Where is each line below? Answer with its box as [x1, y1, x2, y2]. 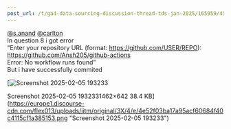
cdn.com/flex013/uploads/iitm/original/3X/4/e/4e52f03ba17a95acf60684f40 [7, 106, 223, 115]
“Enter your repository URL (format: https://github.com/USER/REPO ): [7, 43, 201, 51]
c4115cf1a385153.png [7, 114, 68, 122]
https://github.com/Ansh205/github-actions [7, 51, 131, 59]
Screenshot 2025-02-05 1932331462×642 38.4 [7, 92, 143, 100]
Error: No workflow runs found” [7, 58, 96, 66]
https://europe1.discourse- [9, 99, 85, 107]
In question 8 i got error [7, 36, 74, 45]
